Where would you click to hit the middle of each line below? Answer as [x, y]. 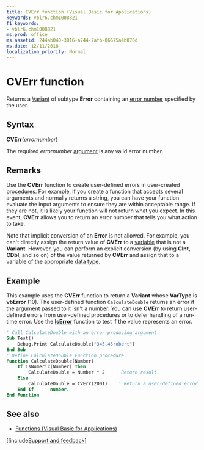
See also [23, 414]
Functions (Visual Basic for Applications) [66, 429]
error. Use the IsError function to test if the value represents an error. [105, 322]
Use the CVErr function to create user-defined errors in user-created [93, 185]
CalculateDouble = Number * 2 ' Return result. [94, 372]
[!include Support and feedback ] [46, 441]
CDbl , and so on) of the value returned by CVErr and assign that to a [93, 255]
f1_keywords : [23, 23]
